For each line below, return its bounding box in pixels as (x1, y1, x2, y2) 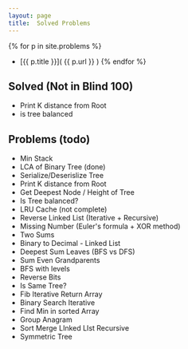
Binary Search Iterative (19, 298, 96, 307)
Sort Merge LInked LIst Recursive (19, 323, 130, 333)
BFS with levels (19, 264, 70, 274)
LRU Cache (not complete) (19, 204, 108, 214)
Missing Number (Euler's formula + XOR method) (19, 221, 181, 232)
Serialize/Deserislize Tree (19, 171, 104, 180)
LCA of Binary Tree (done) (19, 162, 106, 172)
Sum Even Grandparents (19, 256, 100, 265)
